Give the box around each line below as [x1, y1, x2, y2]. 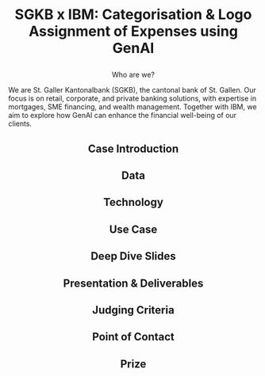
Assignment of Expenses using [29, 22, 238, 40]
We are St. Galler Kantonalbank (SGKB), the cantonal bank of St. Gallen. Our [8, 85, 256, 95]
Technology [102, 196, 164, 209]
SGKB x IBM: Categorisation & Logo [14, 6, 252, 24]
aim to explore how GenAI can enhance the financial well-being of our [8, 111, 236, 120]
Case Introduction [87, 142, 179, 155]
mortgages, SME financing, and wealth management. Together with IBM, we [8, 102, 257, 112]
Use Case [109, 222, 158, 236]
